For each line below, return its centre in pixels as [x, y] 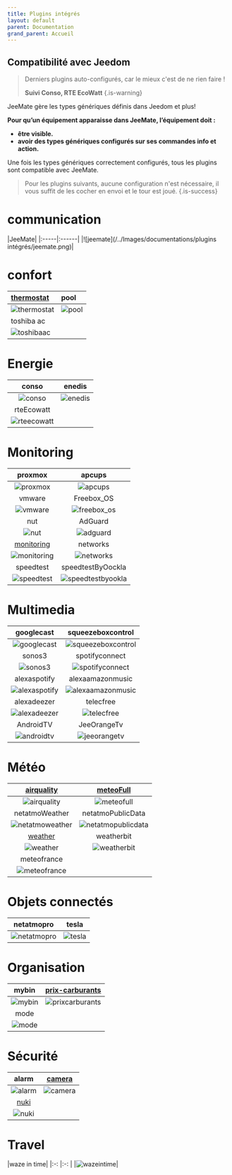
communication [54, 220]
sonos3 [35, 656]
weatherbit [114, 836]
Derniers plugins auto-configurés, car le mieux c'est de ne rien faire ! [125, 79]
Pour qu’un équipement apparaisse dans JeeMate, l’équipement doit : [111, 120]
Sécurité [33, 1056]
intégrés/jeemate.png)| [41, 247]
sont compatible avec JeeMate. [53, 170]
